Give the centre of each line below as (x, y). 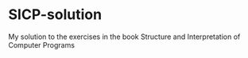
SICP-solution (55, 15)
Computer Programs (42, 44)
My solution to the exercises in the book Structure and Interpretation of (124, 37)
